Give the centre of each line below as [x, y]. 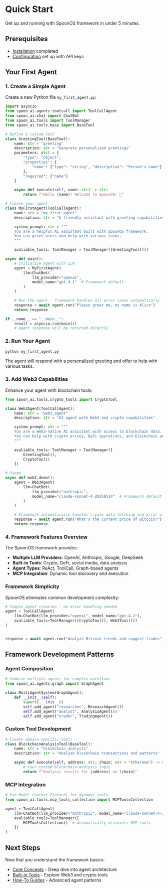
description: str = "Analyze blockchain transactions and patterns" [87, 754]
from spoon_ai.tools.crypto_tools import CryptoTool [61, 399]
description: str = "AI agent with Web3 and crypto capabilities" [85, 418]
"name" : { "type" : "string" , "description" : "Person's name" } [97, 167]
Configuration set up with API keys [48, 56]
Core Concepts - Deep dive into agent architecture [64, 869]
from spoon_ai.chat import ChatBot [42, 116]
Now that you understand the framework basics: [55, 859]
